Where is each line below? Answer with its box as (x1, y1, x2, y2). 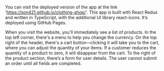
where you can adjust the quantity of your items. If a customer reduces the (5, 45, 157, 50)
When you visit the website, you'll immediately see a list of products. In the (5, 29, 156, 35)
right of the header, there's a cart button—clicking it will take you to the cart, (5, 40, 160, 46)
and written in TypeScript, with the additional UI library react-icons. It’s (5, 15, 148, 20)
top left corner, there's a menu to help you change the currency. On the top (5, 34, 157, 40)
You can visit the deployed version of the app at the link (5, 4, 118, 10)
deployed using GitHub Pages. (5, 20, 67, 25)
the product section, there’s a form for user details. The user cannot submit (5, 55, 157, 61)
